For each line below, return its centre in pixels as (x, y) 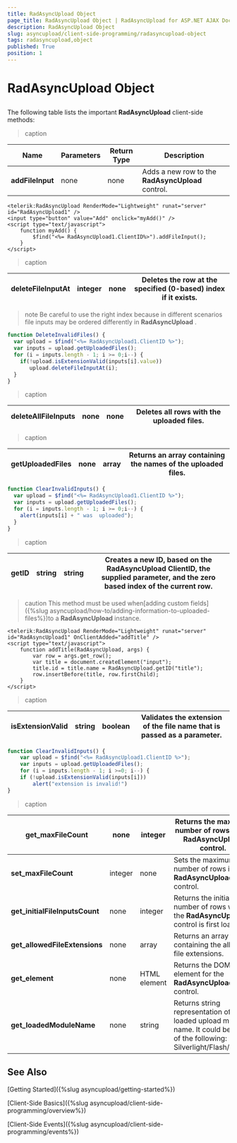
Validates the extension (181, 717)
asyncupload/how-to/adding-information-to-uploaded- (130, 610)
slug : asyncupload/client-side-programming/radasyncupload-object (107, 34)
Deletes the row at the (180, 280)
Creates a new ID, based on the (158, 559)
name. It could (197, 1029)
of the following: (200, 1038)
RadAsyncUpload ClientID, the (158, 568)
